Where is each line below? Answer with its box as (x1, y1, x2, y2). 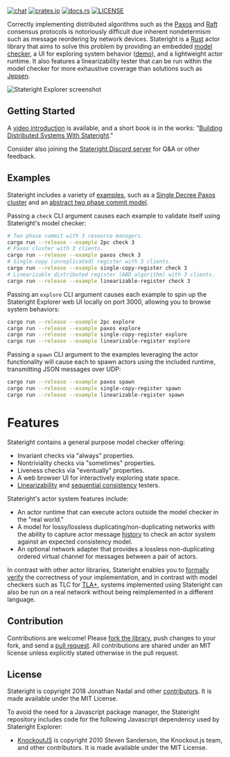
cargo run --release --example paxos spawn (7, 379, 135, 386)
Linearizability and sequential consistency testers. (17, 480, 161, 489)
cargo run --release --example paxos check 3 (7, 252, 141, 259)
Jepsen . (7, 72, 30, 80)
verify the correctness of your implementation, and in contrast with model (7, 573, 218, 581)
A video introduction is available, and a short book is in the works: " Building (7, 124, 223, 132)
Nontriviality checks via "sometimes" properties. (17, 459, 156, 467)
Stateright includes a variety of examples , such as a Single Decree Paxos (7, 190, 216, 199)
